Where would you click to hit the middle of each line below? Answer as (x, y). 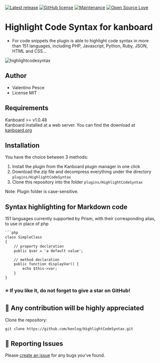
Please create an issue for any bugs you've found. (55, 355)
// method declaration (37, 260)
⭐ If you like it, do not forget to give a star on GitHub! (68, 290)
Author (16, 76)
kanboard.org (19, 130)
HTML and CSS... (29, 51)
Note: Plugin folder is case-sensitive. (42, 191)
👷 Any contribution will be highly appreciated (74, 308)
